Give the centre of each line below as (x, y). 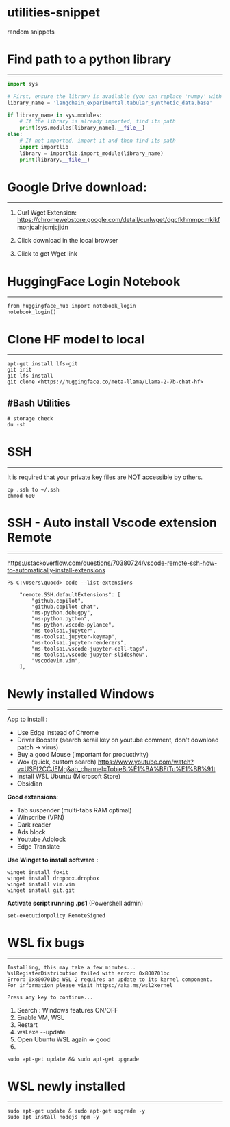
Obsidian (29, 784)
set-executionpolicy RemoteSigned (56, 916)
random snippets (31, 32)
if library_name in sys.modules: (55, 115)
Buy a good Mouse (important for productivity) (83, 754)
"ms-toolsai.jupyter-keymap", (75, 637)
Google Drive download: (77, 187)
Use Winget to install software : (53, 860)
